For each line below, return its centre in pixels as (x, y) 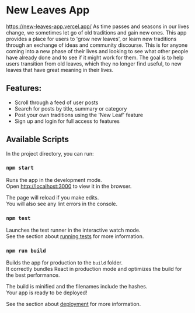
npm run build (26, 251)
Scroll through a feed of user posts (56, 102)
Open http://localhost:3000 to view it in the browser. (69, 186)
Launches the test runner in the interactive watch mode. (74, 230)
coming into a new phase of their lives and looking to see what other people (97, 51)
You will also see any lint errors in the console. (62, 204)
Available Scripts (37, 140)
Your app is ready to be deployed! (47, 293)
